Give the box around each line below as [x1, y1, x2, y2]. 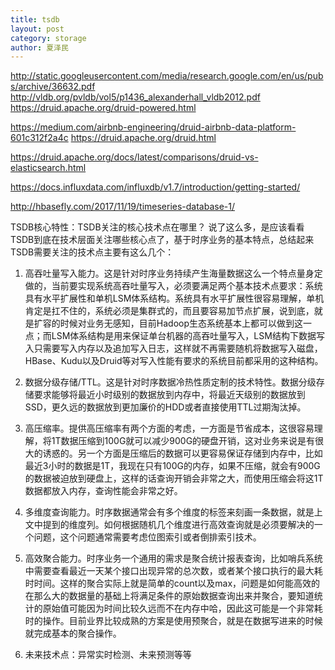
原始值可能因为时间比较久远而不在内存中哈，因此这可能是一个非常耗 [42, 602, 323, 615]
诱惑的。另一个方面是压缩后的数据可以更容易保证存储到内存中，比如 [42, 447, 323, 460]
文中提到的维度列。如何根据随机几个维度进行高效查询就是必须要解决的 [24, 519, 315, 531]
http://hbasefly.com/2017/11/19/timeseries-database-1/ [10, 201, 236, 213]
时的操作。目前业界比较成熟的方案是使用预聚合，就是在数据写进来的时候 [24, 615, 323, 627]
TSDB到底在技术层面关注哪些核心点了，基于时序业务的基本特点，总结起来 [10, 234, 315, 246]
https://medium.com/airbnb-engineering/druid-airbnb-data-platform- [10, 121, 297, 133]
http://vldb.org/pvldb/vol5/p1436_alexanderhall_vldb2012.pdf [10, 91, 261, 103]
